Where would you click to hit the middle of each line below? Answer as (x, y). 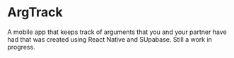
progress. (21, 47)
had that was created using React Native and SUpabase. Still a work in (110, 39)
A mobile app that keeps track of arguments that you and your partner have (117, 32)
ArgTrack (35, 12)
